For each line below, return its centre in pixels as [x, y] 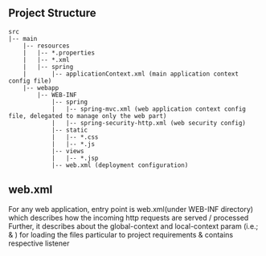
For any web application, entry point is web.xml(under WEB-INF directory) [131, 209]
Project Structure [52, 13]
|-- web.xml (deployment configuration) [120, 165]
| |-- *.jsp [75, 158]
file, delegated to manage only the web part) [88, 116]
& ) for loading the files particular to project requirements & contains [121, 234]
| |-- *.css [75, 137]
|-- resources [46, 46]
